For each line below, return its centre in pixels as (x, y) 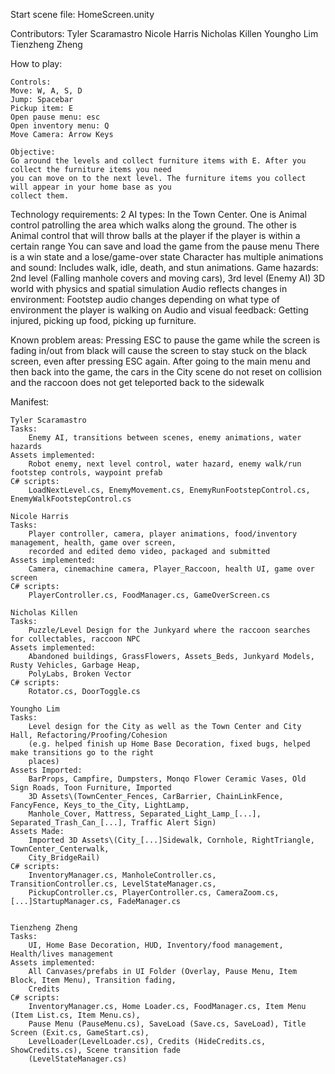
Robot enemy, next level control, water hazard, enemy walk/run (165, 464)
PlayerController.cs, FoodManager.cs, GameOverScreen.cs (149, 595)
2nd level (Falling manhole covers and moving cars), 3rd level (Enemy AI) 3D (167, 278)
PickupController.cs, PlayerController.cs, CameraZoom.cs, (154, 893)
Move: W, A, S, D (46, 91)
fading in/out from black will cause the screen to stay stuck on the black (159, 350)
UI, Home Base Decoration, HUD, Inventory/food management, (156, 945)
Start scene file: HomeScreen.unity (82, 14)
